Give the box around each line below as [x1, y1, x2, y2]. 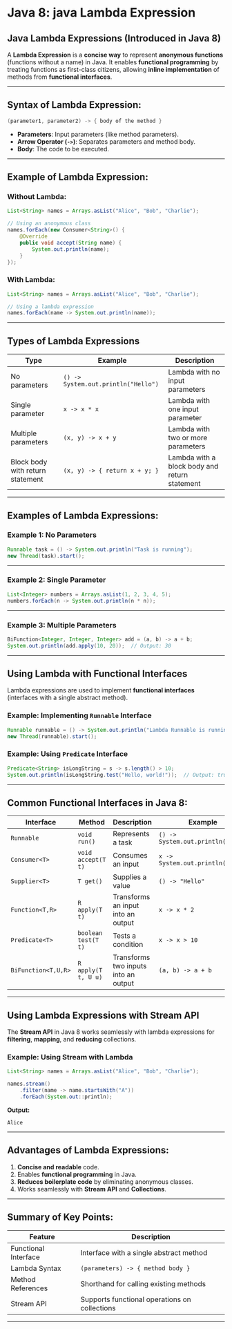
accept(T [77, 856, 106, 864]
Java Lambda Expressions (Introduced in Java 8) [7, 32, 222, 44]
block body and [168, 462, 219, 471]
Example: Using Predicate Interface [7, 749, 128, 759]
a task [113, 838, 133, 847]
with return [10, 466, 46, 475]
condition [113, 940, 144, 950]
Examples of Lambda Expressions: [7, 509, 159, 521]
